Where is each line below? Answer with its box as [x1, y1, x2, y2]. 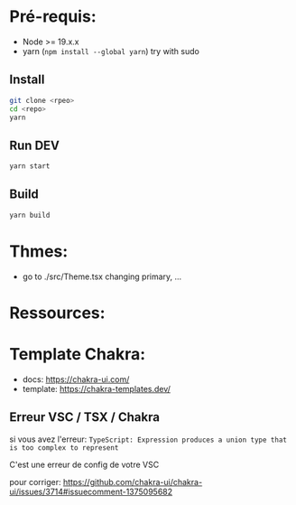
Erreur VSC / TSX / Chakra [9, 409, 161, 426]
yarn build [9, 210, 51, 220]
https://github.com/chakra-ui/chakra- [62, 476, 203, 487]
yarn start [9, 162, 51, 171]
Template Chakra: [9, 344, 146, 365]
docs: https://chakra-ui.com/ [22, 373, 130, 385]
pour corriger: [9, 476, 61, 487]
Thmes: [9, 241, 69, 261]
